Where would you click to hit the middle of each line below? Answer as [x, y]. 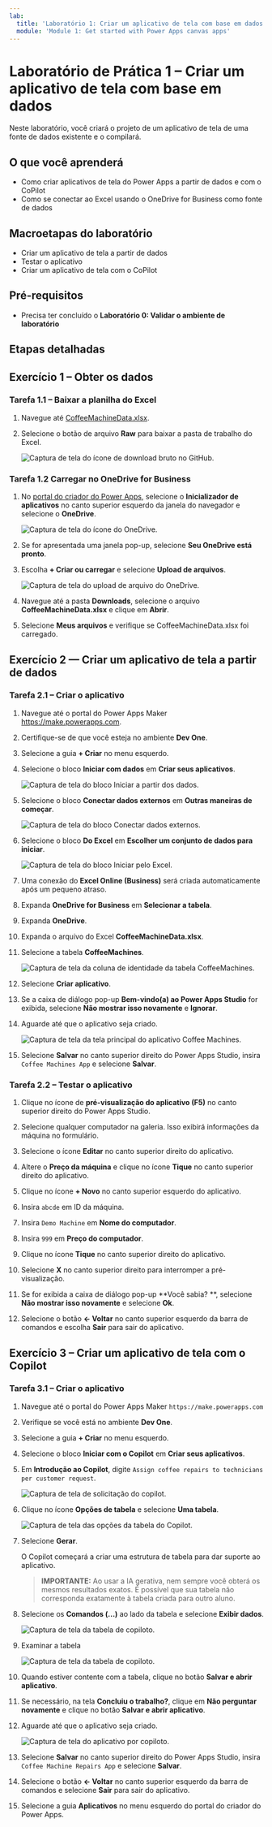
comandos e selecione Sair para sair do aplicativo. [105, 1790]
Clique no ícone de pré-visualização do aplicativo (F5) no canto [129, 1103]
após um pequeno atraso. [64, 889]
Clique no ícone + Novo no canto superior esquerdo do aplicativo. [131, 1191]
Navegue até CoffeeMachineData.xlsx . [85, 417]
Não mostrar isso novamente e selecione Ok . [98, 1303]
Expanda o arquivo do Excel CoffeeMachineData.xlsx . [112, 936]
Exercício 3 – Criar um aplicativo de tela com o [127, 1353]
